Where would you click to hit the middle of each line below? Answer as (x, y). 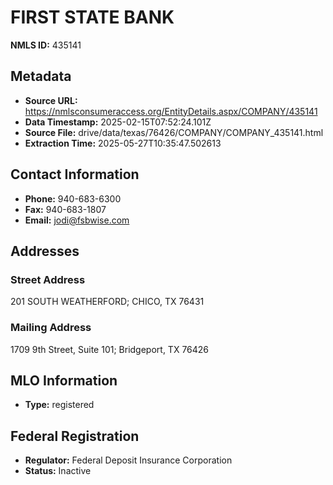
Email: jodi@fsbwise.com (77, 220)
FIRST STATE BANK (92, 17)
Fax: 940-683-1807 (65, 209)
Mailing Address (51, 328)
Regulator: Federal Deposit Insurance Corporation (128, 460)
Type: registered (59, 405)
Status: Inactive (58, 471)
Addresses (45, 251)
